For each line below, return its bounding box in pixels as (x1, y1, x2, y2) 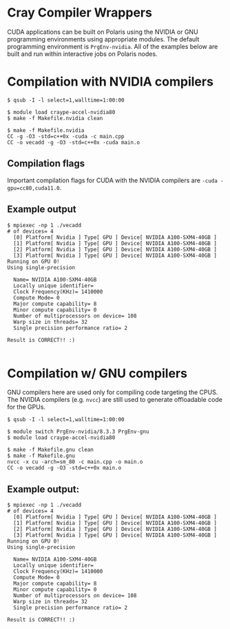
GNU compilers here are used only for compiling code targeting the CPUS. (7, 388, 218, 396)
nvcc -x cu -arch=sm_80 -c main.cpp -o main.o (7, 458, 143, 465)
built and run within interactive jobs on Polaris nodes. (7, 50, 158, 58)
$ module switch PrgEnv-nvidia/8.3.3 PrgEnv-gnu (7, 428, 149, 436)
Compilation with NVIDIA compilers (7, 74, 213, 90)
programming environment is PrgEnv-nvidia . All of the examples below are (7, 42, 218, 50)
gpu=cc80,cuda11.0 (7, 184, 60, 191)
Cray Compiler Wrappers (7, 5, 153, 21)
